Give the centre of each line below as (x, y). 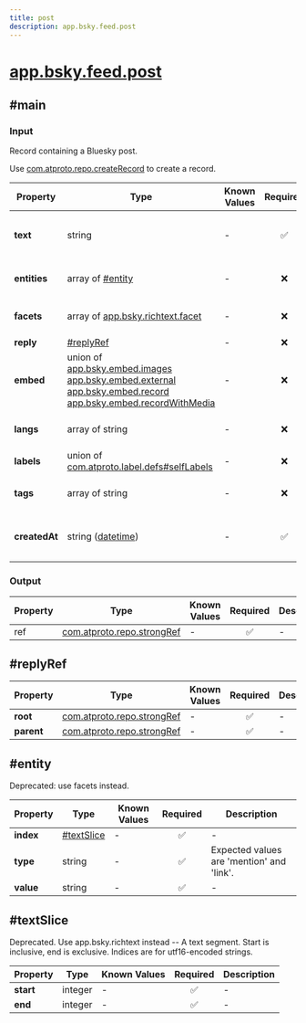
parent (29, 732)
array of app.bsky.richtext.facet (134, 316)
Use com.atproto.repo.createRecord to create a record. (113, 169)
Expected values (246, 850)
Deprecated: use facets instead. (69, 786)
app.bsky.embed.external (121, 380)
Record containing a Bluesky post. (74, 151)
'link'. (222, 873)
